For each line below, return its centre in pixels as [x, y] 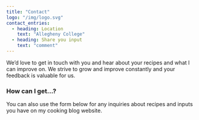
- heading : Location [38, 29]
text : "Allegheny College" [51, 34]
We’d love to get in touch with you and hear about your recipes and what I [98, 62]
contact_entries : [28, 23]
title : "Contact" [28, 12]
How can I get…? [31, 91]
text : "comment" [38, 46]
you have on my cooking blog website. [54, 111]
